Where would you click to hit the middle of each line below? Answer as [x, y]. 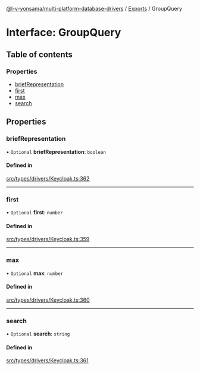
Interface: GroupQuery [64, 33]
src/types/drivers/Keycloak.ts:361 [47, 360]
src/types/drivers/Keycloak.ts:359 [48, 239]
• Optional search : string [38, 334]
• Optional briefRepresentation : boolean [56, 151]
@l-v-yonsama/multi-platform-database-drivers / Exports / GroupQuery [94, 9]
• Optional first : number [35, 213]
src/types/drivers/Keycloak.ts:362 [48, 178]
